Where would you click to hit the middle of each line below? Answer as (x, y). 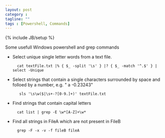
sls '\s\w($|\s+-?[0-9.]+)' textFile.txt (63, 94)
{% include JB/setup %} (30, 38)
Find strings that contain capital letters (52, 103)
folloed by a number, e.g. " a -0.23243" (53, 85)
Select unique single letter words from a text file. (62, 57)
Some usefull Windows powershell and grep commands (62, 47)
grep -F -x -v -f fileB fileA (48, 131)
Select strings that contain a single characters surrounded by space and (86, 79)
